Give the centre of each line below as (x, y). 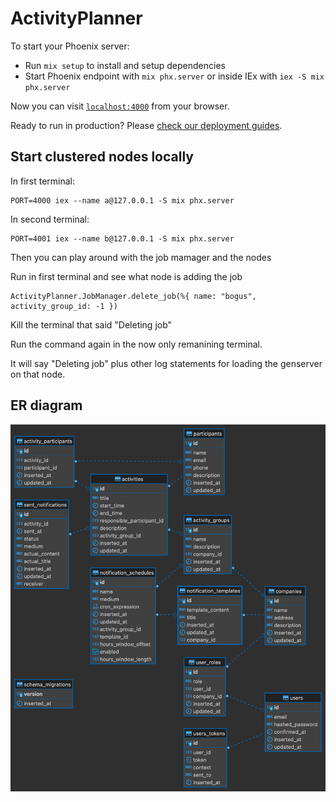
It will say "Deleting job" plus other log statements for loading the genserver (166, 363)
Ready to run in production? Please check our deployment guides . (146, 125)
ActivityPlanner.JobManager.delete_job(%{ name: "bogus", (133, 296)
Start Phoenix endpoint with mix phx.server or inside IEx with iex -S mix (174, 76)
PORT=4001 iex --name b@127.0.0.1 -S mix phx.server (122, 238)
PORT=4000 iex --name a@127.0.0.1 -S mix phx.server (122, 200)
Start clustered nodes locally (102, 157)
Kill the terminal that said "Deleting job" (91, 324)
